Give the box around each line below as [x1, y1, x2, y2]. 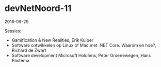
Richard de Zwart [11, 47, 47, 53]
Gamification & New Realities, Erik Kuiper [11, 37, 94, 43]
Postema [11, 57, 30, 63]
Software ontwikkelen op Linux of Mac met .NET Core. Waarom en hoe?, [11, 42, 157, 48]
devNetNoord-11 [4, 3, 72, 14]
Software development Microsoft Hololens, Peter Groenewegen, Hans [11, 52, 151, 58]
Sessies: [4, 28, 21, 33]
